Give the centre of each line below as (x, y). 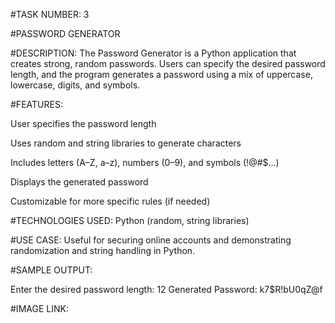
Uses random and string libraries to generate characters (126, 143)
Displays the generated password (79, 182)
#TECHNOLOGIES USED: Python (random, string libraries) (130, 220)
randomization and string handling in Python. (103, 250)
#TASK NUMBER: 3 (50, 14)
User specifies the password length (83, 123)
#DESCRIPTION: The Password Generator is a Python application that (153, 53)
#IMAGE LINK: (39, 308)
